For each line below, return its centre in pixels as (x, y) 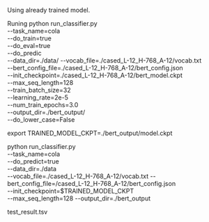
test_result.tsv (28, 212)
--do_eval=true (29, 46)
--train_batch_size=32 (39, 90)
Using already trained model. (49, 10)
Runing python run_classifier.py (52, 23)
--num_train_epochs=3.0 (43, 105)
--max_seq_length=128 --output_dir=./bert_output (79, 198)
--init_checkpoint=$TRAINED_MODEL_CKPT (71, 191)
